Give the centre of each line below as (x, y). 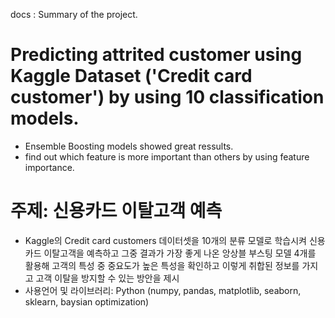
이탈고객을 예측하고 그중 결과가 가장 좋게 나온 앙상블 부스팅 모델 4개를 (180, 253)
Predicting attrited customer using (156, 55)
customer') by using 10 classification (167, 97)
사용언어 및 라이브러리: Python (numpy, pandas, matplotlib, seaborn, (163, 290)
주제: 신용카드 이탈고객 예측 (116, 211)
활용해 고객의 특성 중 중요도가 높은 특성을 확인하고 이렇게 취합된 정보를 (162, 265)
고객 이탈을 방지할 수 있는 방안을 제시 (107, 278)
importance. (49, 167)
